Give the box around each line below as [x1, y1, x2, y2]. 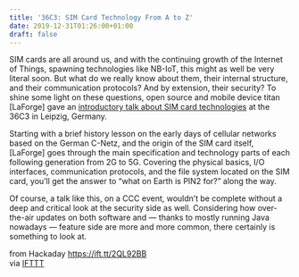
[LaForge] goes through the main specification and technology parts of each [9, 147, 290, 158]
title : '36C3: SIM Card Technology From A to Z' [9, 13, 194, 22]
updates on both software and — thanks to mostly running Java [35, 212, 270, 223]
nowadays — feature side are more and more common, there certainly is [9, 222, 276, 232]
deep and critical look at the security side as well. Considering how [9, 203, 256, 214]
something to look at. [9, 231, 87, 242]
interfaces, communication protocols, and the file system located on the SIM [9, 166, 290, 177]
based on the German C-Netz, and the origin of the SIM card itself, [9, 138, 254, 148]
